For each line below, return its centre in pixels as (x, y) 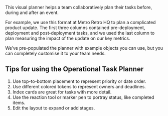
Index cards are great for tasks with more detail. (62, 92)
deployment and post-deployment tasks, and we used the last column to (80, 33)
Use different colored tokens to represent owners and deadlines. (79, 86)
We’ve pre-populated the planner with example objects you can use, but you (84, 48)
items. (19, 102)
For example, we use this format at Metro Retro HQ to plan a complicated (80, 22)
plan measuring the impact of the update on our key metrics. (68, 38)
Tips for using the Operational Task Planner (74, 69)
